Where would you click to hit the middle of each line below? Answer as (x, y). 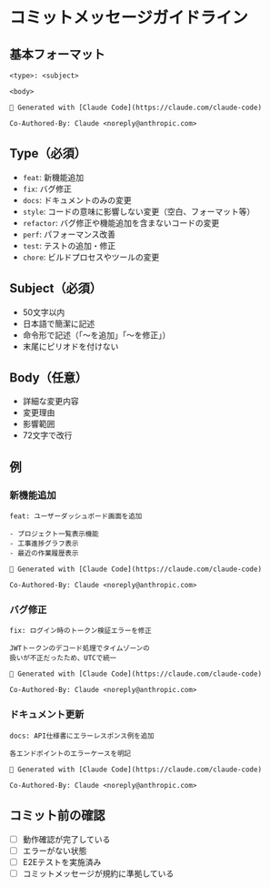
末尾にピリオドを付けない (70, 346)
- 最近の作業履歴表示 (44, 554)
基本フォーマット (57, 54)
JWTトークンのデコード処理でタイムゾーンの (80, 648)
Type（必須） (48, 153)
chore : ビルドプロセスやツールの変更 (91, 257)
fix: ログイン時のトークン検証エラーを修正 (80, 631)
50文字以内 (44, 312)
